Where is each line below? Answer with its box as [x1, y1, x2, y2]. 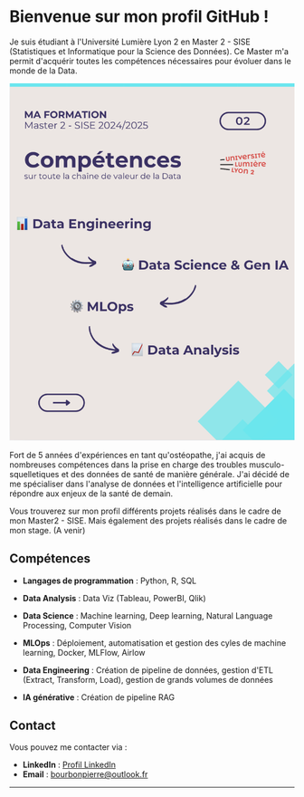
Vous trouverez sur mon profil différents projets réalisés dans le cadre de [9, 505, 282, 516]
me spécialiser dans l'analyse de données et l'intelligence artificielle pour [9, 478, 283, 489]
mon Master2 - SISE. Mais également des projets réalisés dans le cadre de [9, 514, 288, 526]
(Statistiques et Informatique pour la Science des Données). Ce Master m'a [9, 45, 290, 56]
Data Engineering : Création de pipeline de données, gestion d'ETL [22, 664, 274, 676]
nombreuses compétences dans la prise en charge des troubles [9, 459, 247, 470]
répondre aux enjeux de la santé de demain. [9, 487, 174, 499]
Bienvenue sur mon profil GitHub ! [9, 6, 270, 27]
